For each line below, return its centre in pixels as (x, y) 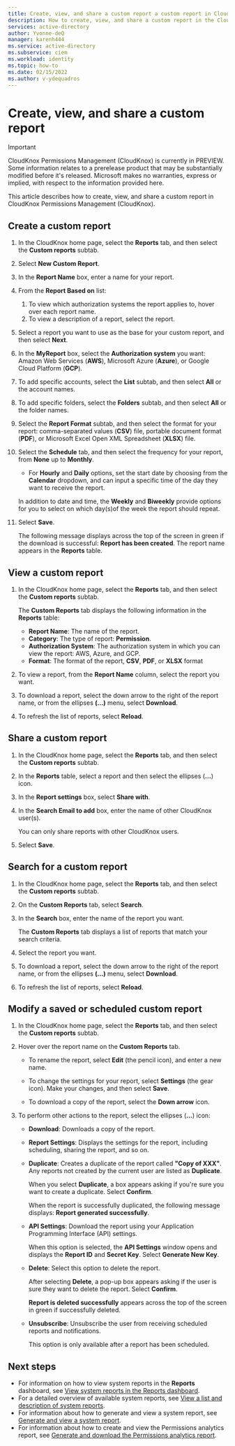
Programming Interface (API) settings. (83, 1234)
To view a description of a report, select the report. (101, 319)
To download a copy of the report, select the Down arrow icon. (119, 1102)
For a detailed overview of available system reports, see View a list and (120, 1398)
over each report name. (62, 312)
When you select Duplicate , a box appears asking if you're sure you (126, 1184)
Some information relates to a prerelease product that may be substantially (115, 168)
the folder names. (43, 410)
